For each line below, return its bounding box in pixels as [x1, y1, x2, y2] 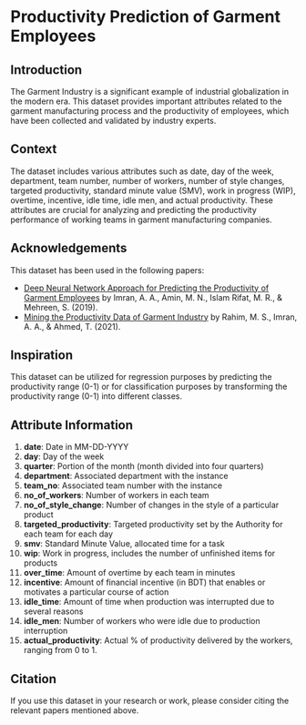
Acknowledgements [10, 240, 127, 256]
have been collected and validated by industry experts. [10, 116, 217, 126]
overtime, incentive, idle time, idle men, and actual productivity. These [10, 194, 274, 206]
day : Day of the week [23, 451, 105, 462]
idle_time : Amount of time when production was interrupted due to [23, 597, 275, 608]
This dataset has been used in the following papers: [10, 264, 205, 275]
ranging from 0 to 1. [23, 645, 98, 656]
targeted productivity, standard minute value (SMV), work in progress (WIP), [10, 185, 296, 196]
